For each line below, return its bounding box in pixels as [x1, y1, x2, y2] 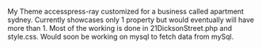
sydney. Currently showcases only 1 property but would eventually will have [7, 15, 255, 24]
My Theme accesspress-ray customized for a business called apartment [7, 7, 245, 16]
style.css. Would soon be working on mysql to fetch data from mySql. [7, 32, 234, 41]
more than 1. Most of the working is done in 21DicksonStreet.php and [7, 24, 233, 32]
